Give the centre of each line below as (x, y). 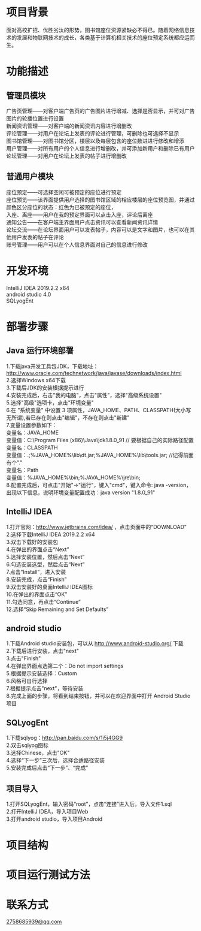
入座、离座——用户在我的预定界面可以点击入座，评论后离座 (80, 214)
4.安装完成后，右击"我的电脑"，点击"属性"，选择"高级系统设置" (84, 395)
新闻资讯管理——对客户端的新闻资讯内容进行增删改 (69, 126)
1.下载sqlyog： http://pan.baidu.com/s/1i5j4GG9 (65, 738)
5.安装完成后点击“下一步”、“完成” (47, 768)
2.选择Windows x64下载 (36, 380)
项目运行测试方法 (48, 875)
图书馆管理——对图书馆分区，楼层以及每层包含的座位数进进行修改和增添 (95, 141)
